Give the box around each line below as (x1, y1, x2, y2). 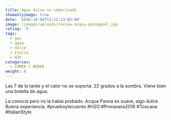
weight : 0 (5, 69, 27, 74)
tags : (5, 31, 17, 36)
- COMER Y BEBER (10, 64, 45, 69)
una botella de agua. (5, 88, 49, 94)
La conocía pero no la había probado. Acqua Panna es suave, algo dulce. (5, 98, 159, 104)
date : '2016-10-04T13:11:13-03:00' (5, 17, 81, 22)
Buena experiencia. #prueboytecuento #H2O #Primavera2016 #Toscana (5, 104, 158, 109)
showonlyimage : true (5, 12, 50, 17)
